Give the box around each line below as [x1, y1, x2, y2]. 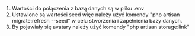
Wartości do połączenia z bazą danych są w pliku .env [11, 5, 144, 12]
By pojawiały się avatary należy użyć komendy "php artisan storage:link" [11, 23, 190, 30]
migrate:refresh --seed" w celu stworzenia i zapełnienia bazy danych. [11, 17, 183, 24]
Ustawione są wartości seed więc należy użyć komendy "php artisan [11, 11, 180, 18]
